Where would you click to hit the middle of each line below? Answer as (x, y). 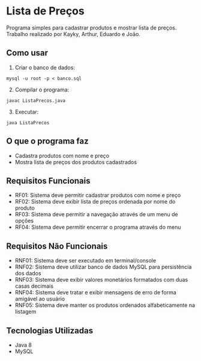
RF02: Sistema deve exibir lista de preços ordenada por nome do (95, 202)
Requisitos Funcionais (49, 180)
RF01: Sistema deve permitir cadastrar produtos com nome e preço (98, 195)
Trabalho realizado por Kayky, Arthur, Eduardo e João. (73, 34)
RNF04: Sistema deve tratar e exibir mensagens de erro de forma (96, 293)
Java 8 (23, 345)
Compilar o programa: (42, 89)
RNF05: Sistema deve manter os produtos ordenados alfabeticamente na (105, 305)
